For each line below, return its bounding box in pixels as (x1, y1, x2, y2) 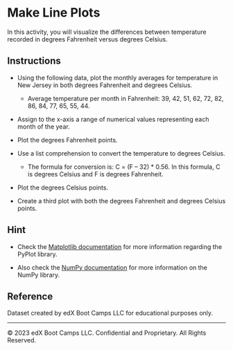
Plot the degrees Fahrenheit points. (17, 136, 118, 144)
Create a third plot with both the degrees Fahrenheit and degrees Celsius (17, 196, 226, 205)
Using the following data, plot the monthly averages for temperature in (17, 73, 218, 82)
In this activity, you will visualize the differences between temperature (7, 28, 207, 36)
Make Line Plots (7, 5, 101, 21)
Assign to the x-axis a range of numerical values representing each (17, 115, 209, 123)
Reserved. (7, 336, 37, 344)
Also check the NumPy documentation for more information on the (17, 263, 208, 271)
